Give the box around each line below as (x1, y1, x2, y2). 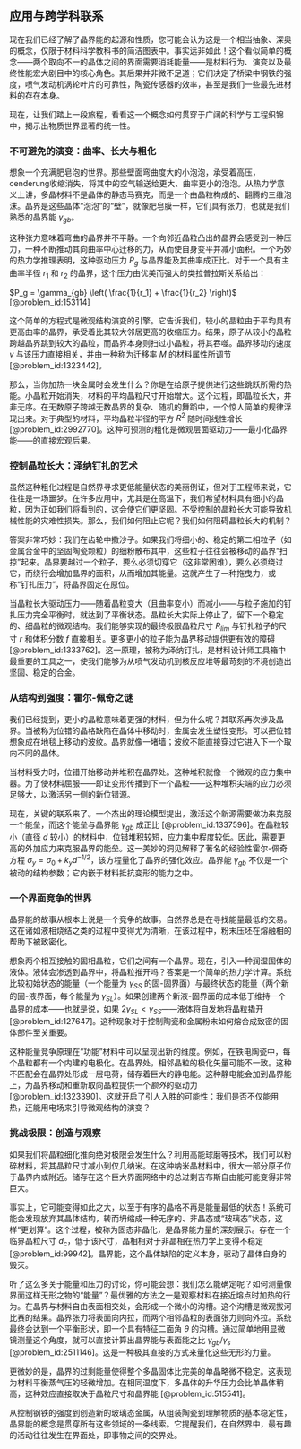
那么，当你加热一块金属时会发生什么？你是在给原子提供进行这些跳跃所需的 (9, 379, 284, 390)
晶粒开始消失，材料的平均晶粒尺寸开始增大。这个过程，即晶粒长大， (32, 390, 284, 401)
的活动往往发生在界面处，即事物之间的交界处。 (9, 1430, 182, 1441)
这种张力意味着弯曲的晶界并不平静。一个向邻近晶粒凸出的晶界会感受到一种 (9, 232, 284, 243)
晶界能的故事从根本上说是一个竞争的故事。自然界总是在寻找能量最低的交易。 (9, 914, 292, 925)
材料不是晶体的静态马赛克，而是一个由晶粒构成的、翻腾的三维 (56, 189, 284, 200)
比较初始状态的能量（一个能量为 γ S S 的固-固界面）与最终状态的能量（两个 (9, 978, 282, 990)
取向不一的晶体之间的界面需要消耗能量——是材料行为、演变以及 (47, 56, 284, 67)
